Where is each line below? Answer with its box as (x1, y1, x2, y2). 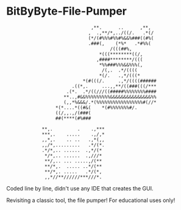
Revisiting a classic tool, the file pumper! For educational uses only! (6, 197, 176, 204)
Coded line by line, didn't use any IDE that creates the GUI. (6, 184, 154, 192)
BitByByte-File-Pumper (6, 4, 127, 18)
